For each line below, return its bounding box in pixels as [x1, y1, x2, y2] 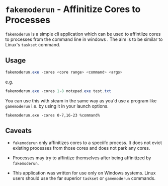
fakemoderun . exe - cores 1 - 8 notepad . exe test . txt [5, 88, 112, 94]
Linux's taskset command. [5, 41, 60, 47]
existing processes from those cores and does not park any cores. [12, 145, 150, 151]
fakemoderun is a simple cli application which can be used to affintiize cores [5, 31, 161, 37]
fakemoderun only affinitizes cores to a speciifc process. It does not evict [12, 140, 162, 146]
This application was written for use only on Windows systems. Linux [12, 170, 156, 176]
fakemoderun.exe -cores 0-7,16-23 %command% [5, 112, 100, 118]
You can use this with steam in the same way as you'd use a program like [5, 97, 157, 104]
